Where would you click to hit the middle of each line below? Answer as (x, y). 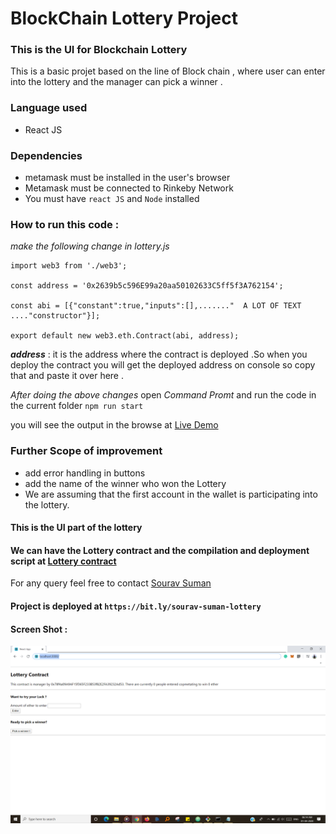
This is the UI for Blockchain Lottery (99, 50)
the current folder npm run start (77, 406)
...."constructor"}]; (55, 316)
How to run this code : (65, 224)
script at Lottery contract (63, 561)
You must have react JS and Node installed (112, 199)
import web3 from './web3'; (69, 266)
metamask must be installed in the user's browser (127, 178)
